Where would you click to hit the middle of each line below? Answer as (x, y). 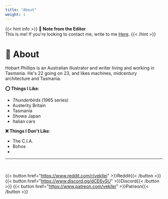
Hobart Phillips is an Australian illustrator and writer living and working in (80, 68)
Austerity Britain (29, 105)
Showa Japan (26, 116)
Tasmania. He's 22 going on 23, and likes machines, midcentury (71, 73)
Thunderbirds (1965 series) (40, 100)
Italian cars (24, 121)
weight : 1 (15, 14)
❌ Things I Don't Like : (28, 131)
